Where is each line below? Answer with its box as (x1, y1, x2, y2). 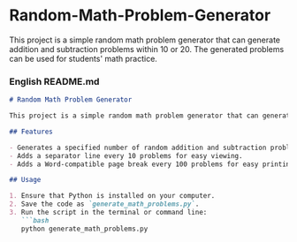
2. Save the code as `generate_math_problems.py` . (9, 200, 200, 208)
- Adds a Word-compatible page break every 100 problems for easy (9, 160, 259, 169)
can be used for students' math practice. (9, 53, 157, 64)
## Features (9, 127, 53, 136)
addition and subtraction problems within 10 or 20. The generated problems (9, 43, 285, 54)
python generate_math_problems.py (20, 224, 148, 233)
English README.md (9, 75, 100, 87)
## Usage (9, 176, 42, 185)
